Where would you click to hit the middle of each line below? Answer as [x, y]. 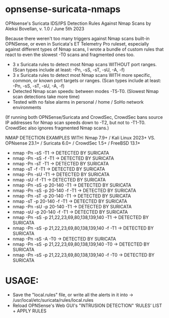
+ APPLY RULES [30, 311]
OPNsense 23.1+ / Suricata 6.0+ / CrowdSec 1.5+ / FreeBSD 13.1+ [73, 143]
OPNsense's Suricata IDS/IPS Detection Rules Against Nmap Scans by [78, 23]
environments [27, 107]
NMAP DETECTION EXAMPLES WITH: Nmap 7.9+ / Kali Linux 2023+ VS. [80, 138]
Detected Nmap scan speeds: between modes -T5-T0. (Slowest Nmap [86, 91]
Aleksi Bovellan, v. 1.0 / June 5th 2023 [45, 28]
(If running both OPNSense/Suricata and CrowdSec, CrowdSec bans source [84, 117]
